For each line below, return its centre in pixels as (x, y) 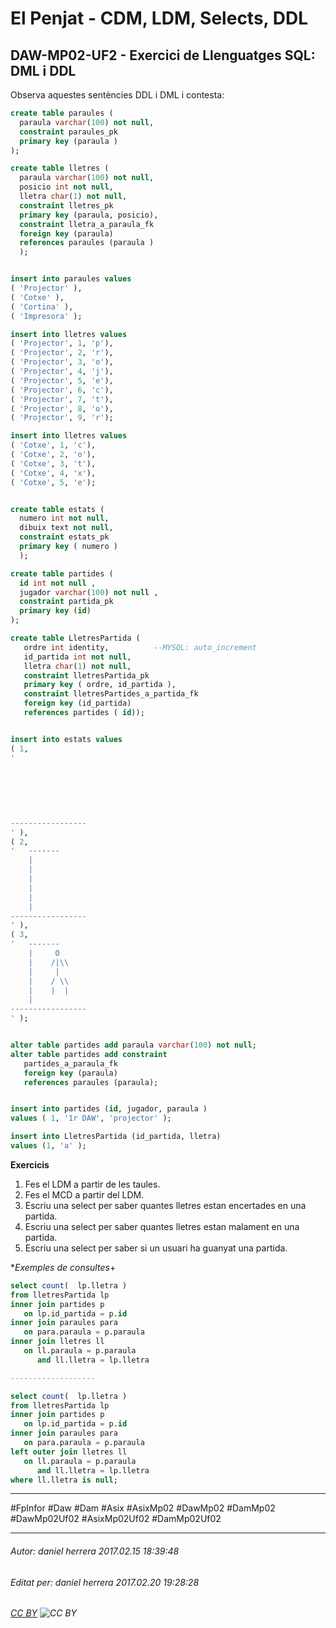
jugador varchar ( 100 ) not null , (89, 592)
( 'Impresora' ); (46, 316)
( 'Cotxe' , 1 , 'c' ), (53, 445)
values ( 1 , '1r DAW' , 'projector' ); (91, 1118)
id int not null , (58, 583)
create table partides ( (62, 573)
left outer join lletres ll (69, 1452)
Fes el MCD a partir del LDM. (84, 1194)
